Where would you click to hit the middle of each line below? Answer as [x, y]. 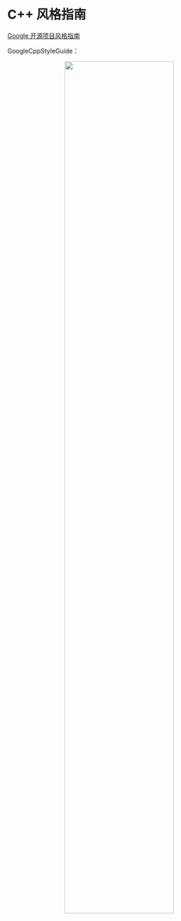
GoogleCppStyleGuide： [43, 51]
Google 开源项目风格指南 [44, 36]
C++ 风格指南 [47, 15]
